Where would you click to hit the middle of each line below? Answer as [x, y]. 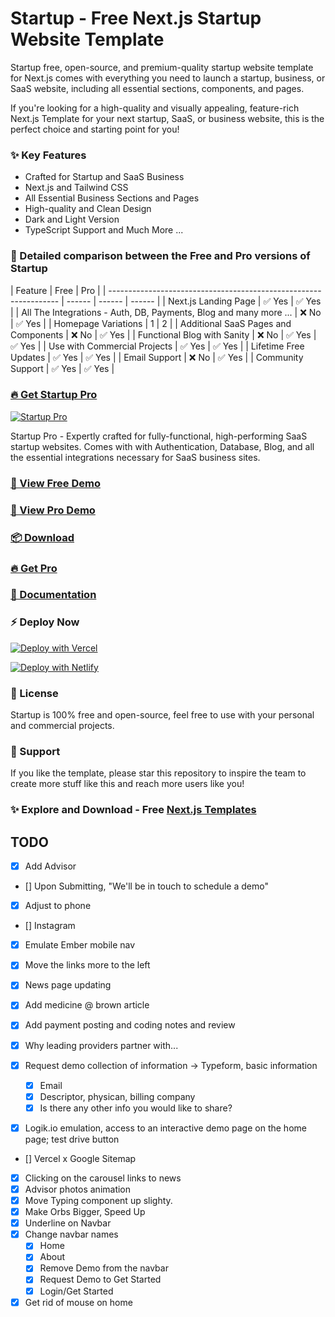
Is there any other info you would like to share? [136, 1108]
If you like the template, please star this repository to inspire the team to [158, 773]
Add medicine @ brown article [87, 1005]
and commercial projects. [62, 726]
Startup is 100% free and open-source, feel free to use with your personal [162, 715]
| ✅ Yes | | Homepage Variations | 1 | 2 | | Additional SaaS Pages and [151, 323]
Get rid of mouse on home [78, 1302]
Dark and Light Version [72, 219]
